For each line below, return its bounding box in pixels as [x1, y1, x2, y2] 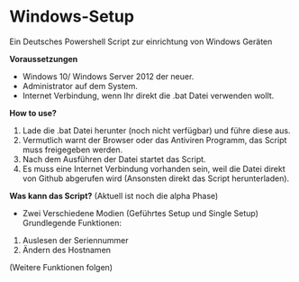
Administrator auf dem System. [22, 80, 138, 91]
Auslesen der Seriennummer [22, 234, 129, 245]
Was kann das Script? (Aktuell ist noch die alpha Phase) [9, 190, 219, 201]
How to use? [9, 107, 57, 118]
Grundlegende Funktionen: [22, 217, 122, 228]
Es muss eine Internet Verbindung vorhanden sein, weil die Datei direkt [22, 163, 285, 174]
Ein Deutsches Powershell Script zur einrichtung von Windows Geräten [9, 36, 273, 47]
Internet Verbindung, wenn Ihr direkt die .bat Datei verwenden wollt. [22, 90, 275, 101]
